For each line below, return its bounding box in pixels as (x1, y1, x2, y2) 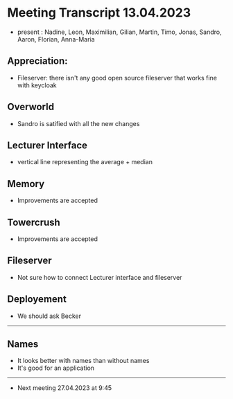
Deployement (7, 293, 67, 305)
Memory (7, 178, 45, 190)
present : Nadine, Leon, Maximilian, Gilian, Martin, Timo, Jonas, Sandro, (17, 28, 222, 36)
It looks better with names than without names (17, 357, 150, 365)
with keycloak (17, 81, 57, 89)
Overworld (7, 101, 54, 113)
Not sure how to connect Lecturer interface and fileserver (17, 273, 182, 281)
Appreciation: (7, 55, 68, 67)
